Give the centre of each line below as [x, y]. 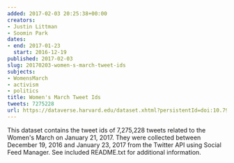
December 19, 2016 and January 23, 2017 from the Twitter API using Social [114, 145]
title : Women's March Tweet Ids [54, 98]
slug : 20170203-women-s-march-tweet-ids [67, 65]
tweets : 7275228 [31, 104]
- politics [23, 91]
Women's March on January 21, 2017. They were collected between [104, 137]
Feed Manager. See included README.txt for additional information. [104, 152]
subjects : [22, 71]
